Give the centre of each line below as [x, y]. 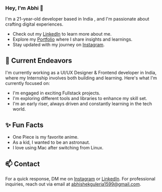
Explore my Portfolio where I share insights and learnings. [72, 39]
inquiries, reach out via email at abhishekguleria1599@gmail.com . [73, 184]
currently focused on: [28, 83]
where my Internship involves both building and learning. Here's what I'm [81, 78]
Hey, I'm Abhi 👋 [24, 8]
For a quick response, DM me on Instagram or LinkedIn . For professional [80, 178]
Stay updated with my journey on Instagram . [59, 45]
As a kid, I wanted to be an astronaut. [51, 142]
